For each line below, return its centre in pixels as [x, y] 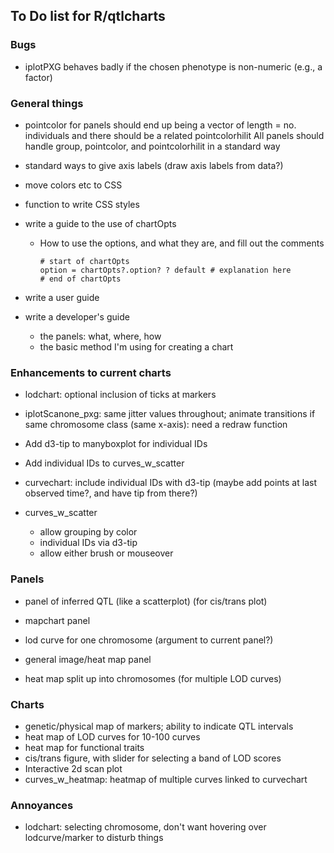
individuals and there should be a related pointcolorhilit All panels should [174, 135]
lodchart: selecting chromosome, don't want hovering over [145, 827]
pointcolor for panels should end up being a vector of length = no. [160, 125]
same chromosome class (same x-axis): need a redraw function [156, 425]
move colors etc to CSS [73, 185]
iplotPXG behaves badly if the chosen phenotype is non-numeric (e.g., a [173, 66]
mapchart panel [57, 620]
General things [47, 103]
